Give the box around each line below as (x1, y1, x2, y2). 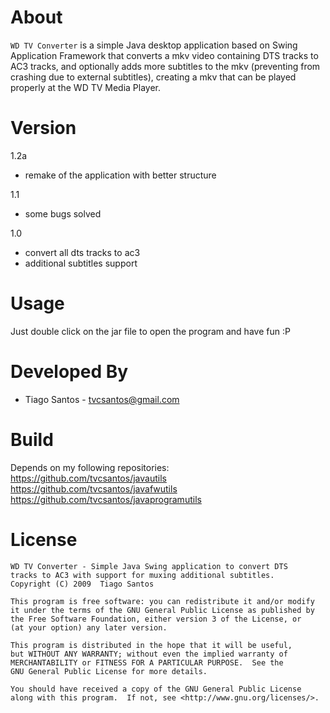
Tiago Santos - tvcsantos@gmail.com (24, 393, 180, 405)
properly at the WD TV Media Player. (10, 81, 162, 93)
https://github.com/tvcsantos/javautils (10, 472, 167, 484)
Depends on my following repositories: (10, 461, 170, 473)
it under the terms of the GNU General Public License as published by (10, 605, 315, 615)
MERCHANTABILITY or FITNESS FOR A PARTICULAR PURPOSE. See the (10, 657, 284, 668)
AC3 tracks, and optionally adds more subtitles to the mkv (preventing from (10, 60, 321, 72)
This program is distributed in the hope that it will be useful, (10, 640, 293, 650)
